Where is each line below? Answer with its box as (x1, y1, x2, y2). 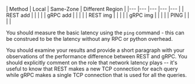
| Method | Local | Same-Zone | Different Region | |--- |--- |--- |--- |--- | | (6, 6, 184, 12)
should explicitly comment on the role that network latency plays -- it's (6, 59, 178, 66)
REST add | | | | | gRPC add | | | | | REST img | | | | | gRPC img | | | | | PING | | (6, 12, 190, 19)
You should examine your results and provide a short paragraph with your (6, 47, 184, 54)
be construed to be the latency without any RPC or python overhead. (6, 36, 173, 42)
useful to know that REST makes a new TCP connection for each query (6, 65, 179, 72)
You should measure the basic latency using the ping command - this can (6, 29, 184, 36)
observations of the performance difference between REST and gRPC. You (6, 53, 187, 60)
